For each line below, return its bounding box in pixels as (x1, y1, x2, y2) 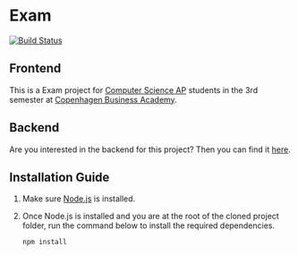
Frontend (9, 61, 62, 76)
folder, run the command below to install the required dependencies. (21, 220, 276, 231)
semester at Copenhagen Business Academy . (9, 94, 177, 105)
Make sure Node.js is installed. (21, 193, 136, 204)
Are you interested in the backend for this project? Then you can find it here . (9, 144, 291, 155)
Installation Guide (9, 169, 110, 184)
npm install (21, 238, 67, 247)
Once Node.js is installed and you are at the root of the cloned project (21, 211, 279, 222)
